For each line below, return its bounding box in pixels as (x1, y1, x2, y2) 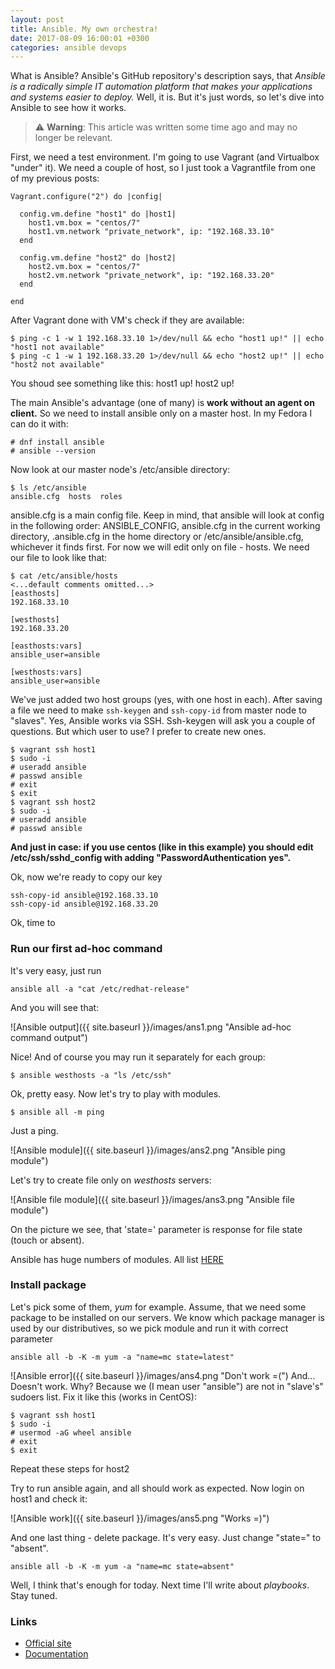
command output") (10, 1031, 88, 1043)
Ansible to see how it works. (10, 102, 127, 114)
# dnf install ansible (10, 437, 105, 448)
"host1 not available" (10, 342, 105, 353)
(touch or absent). (10, 1234, 85, 1246)
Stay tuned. (10, 1589, 58, 1601)
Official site (24, 1637, 72, 1650)
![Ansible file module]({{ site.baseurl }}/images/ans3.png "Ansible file (10, 1193, 295, 1205)
